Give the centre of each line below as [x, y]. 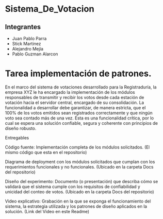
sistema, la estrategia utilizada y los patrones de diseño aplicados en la [76, 206]
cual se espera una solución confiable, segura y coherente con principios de [81, 123]
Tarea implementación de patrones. [78, 74]
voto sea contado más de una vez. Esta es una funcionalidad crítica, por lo [80, 118]
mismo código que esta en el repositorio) [46, 152]
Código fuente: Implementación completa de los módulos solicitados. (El [77, 147]
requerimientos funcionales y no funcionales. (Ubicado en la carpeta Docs [79, 167]
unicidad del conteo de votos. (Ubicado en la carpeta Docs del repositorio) [80, 192]
